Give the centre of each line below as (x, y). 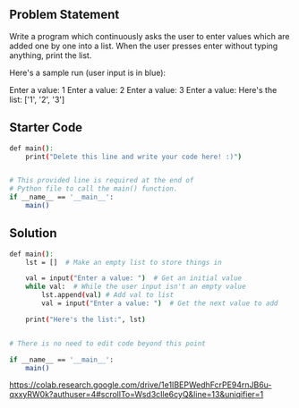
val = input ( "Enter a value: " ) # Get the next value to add (160, 303)
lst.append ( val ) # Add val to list (108, 295)
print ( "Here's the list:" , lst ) (85, 319)
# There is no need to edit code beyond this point (107, 344)
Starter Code (46, 127)
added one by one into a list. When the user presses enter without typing (144, 46)
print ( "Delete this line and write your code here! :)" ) (134, 157)
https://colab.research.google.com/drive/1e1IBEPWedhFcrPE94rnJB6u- (141, 385)
